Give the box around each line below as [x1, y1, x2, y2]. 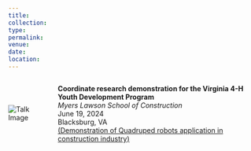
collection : [8, 19, 47, 27]
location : [8, 56, 41, 64]
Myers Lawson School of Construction [57, 100, 183, 110]
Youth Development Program [57, 92, 155, 101]
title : [8, 11, 30, 20]
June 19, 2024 [57, 109, 105, 118]
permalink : [8, 33, 44, 42]
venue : [8, 41, 30, 49]
